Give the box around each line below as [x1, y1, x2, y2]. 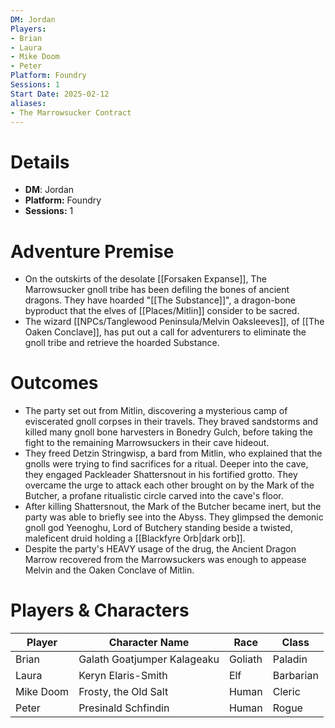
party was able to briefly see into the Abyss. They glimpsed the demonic [24, 511, 324, 523]
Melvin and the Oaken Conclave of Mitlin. [24, 564, 195, 576]
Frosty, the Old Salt [78, 685, 169, 699]
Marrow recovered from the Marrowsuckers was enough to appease [24, 554, 307, 566]
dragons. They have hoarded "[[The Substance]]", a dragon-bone [24, 294, 297, 306]
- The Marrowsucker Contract [10, 107, 132, 118]
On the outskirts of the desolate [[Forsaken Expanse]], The [24, 273, 267, 285]
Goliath [228, 652, 263, 666]
